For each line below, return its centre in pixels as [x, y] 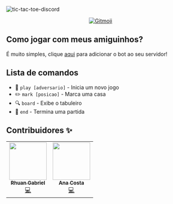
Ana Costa [72, 183]
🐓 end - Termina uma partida [50, 111]
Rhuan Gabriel [28, 183]
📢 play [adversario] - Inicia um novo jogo [67, 87]
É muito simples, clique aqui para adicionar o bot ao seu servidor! [87, 54]
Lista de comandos [43, 73]
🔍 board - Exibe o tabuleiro [48, 103]
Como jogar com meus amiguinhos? [75, 40]
